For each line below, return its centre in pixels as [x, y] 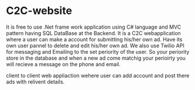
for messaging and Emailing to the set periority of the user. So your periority [98, 51]
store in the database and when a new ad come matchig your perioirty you [96, 58]
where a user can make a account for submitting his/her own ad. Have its [94, 39]
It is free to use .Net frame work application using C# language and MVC [94, 27]
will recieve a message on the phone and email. [64, 64]
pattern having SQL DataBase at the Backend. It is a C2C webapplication [94, 33]
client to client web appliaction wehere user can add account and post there [98, 75]
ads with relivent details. [35, 82]
